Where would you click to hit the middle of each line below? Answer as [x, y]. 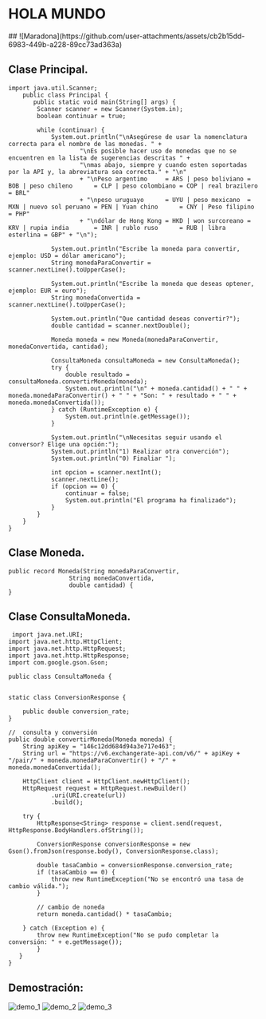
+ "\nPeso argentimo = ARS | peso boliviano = [165, 179]
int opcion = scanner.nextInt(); [106, 472]
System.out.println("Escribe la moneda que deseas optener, [153, 283]
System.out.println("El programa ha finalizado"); [151, 500]
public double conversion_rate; [76, 712]
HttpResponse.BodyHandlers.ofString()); [76, 831]
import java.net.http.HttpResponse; [69, 656]
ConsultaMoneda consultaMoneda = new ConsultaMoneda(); [145, 360]
